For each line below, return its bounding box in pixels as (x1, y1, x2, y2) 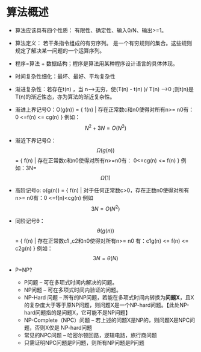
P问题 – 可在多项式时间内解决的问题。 (23, 279, 118, 286)
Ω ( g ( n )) (96, 146, 115, 154)
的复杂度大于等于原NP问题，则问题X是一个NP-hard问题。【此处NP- (23, 301, 190, 309)
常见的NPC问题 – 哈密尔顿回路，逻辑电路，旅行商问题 (23, 331, 158, 339)
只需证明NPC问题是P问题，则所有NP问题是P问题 (23, 339, 144, 347)
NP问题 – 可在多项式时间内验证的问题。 (23, 286, 122, 293)
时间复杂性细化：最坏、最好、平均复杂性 (14, 72, 116, 80)
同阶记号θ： (14, 217, 45, 225)
